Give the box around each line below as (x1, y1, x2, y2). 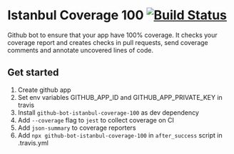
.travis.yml (17, 138, 49, 147)
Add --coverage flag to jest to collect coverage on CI (17, 115, 175, 124)
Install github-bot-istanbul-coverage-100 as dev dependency (17, 108, 200, 117)
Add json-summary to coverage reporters (17, 123, 136, 132)
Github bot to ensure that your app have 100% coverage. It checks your (7, 31, 218, 39)
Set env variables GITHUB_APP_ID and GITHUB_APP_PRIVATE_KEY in (17, 93, 223, 101)
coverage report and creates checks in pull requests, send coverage (7, 38, 208, 46)
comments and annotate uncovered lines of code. (7, 46, 153, 54)
